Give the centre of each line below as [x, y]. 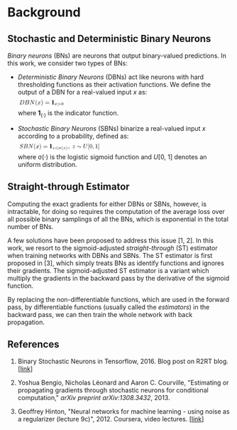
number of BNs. [31, 226]
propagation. [26, 322]
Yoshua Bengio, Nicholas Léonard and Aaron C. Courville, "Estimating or [123, 383]
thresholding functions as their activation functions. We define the [114, 85]
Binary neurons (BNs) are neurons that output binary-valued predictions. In [117, 55]
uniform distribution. [47, 164]
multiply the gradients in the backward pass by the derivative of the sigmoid [118, 278]
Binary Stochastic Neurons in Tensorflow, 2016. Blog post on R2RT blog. [123, 361]
